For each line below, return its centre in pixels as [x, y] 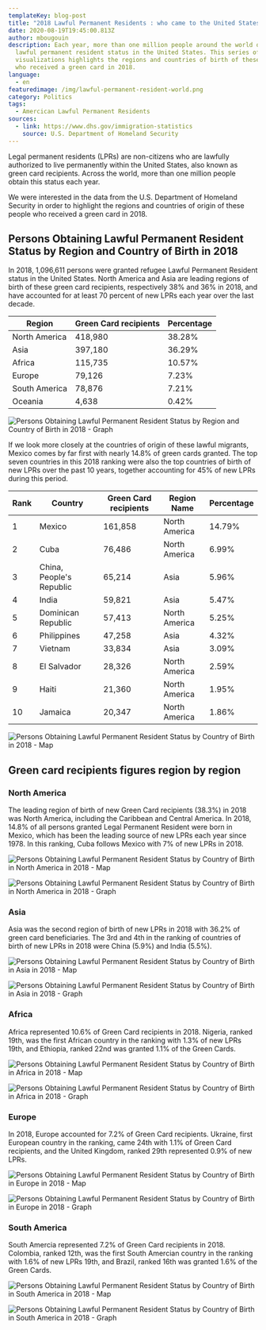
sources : [23, 119]
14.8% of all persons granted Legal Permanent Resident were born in [120, 827]
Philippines [60, 636]
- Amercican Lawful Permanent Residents [83, 112]
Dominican [59, 613]
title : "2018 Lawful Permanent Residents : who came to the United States [134, 23]
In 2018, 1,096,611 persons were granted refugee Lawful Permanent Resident [133, 270]
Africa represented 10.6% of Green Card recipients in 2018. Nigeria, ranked [131, 1031]
